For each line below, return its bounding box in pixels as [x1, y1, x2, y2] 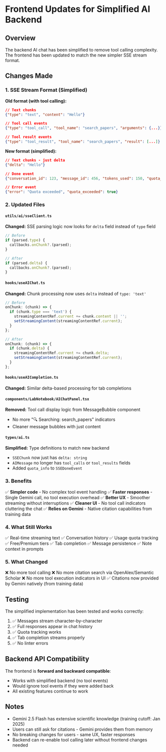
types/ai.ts [5, 435, 30, 440]
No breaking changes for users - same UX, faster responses [12, 731, 135, 737]
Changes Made [5, 72, 53, 80]
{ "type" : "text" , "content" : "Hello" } [5, 112, 85, 117]
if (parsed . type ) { [5, 238, 45, 243]
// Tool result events [5, 135, 52, 140]
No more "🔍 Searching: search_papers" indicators [12, 416, 116, 422]
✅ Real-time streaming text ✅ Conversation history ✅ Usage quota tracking [5, 534, 159, 541]
